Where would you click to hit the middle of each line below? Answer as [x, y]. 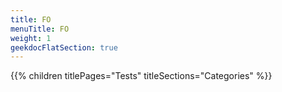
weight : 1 [31, 38]
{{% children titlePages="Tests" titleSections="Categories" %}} [141, 76]
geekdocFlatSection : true [64, 47]
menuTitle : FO [40, 29]
